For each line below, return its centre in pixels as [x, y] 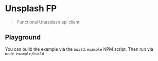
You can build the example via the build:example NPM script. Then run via [79, 49]
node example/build [25, 54]
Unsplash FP [31, 9]
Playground [23, 37]
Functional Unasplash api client [48, 22]
